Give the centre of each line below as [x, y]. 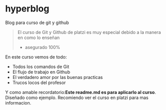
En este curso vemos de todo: [36, 57]
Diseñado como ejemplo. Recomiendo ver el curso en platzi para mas [77, 97]
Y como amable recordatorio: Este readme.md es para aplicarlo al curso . [81, 92]
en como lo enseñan [39, 37]
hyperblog [27, 9]
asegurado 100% [43, 47]
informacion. [18, 102]
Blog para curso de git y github [37, 22]
